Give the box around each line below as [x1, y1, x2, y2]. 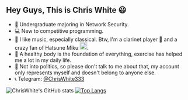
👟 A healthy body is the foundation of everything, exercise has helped [14, 50, 183, 57]
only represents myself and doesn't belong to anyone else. [14, 69, 156, 76]
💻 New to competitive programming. [14, 27, 104, 35]
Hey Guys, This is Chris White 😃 [6, 5, 127, 15]
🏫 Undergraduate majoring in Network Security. [14, 20, 130, 27]
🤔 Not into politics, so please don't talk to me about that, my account [14, 63, 179, 70]
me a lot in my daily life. [14, 56, 72, 64]
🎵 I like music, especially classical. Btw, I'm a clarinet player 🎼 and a [14, 36, 177, 43]
